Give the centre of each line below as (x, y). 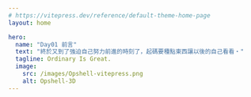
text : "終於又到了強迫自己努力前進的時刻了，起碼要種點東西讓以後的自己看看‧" (129, 52)
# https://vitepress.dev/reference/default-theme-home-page (110, 15)
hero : (17, 37)
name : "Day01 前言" (46, 44)
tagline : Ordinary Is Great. (63, 59)
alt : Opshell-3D (49, 81)
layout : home (30, 23)
